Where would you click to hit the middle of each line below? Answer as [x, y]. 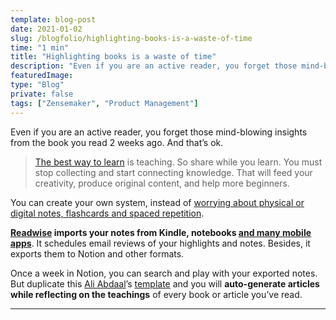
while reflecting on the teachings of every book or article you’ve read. [156, 294]
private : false [42, 94]
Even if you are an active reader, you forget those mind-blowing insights [159, 132]
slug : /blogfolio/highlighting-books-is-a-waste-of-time [131, 38]
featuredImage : [42, 76]
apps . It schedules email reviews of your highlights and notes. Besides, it [160, 243]
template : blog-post [53, 19]
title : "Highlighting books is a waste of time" [113, 57]
